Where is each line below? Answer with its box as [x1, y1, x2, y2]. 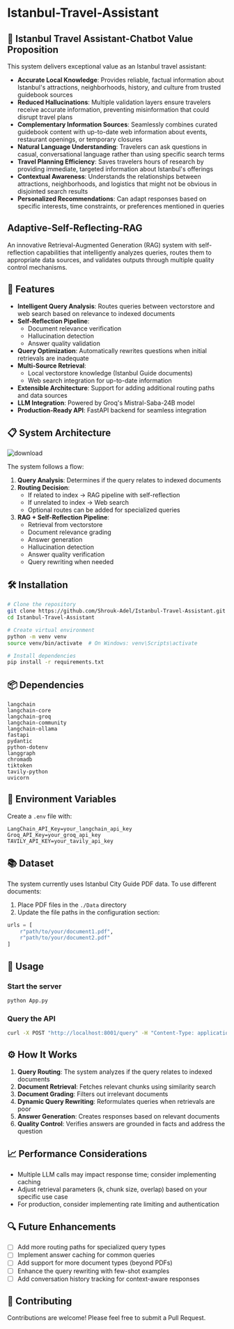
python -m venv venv [7, 633, 68, 640]
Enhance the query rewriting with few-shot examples [17, 1267, 170, 1275]
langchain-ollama [7, 726, 58, 733]
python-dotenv [7, 744, 49, 751]
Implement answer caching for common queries [17, 1251, 155, 1259]
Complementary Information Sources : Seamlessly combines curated [17, 120, 218, 129]
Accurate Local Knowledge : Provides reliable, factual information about [17, 76, 224, 84]
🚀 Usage [7, 960, 44, 972]
